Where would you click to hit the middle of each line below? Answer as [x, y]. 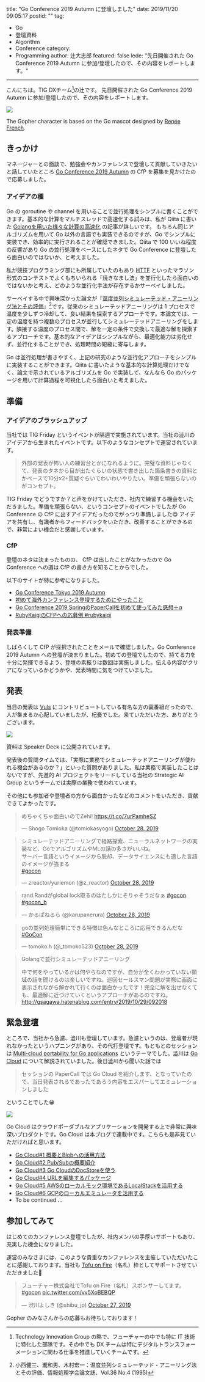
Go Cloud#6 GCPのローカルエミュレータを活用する [80, 1193]
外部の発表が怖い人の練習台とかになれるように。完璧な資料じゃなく [107, 463]
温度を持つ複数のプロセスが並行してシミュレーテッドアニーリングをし [105, 321]
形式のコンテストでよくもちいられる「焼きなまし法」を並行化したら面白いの [103, 277]
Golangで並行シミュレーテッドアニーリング [76, 959]
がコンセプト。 [40, 486]
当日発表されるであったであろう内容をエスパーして [96, 1082]
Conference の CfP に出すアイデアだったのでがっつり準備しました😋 [92, 514]
